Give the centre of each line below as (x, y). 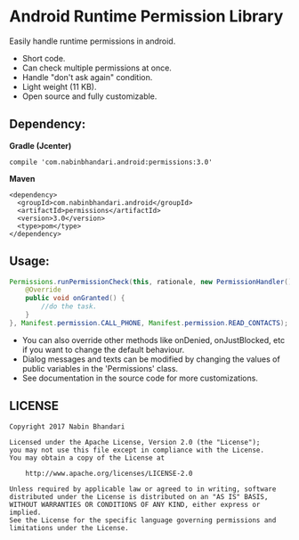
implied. (25, 512)
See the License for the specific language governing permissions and (143, 520)
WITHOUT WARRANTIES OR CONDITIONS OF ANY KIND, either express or (135, 504)
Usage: (30, 262)
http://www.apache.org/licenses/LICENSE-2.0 (109, 473)
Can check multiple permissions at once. (97, 68)
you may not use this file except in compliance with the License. (137, 450)
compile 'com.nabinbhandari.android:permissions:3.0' (111, 162)
